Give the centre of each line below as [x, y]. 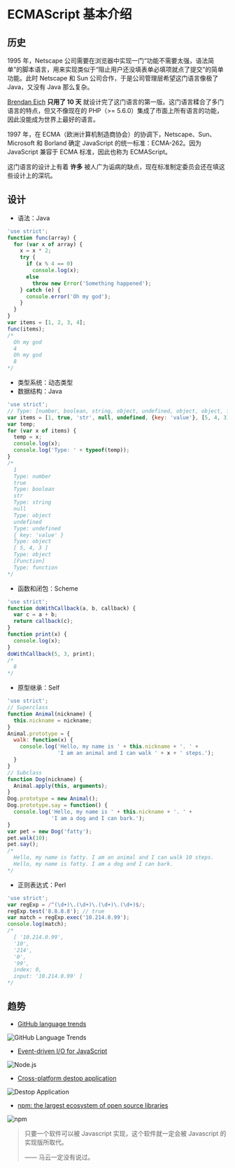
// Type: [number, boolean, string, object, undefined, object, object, [115, 411]
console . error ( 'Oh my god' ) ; [68, 296]
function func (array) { [42, 238]
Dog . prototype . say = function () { [58, 805]
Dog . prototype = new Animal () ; [53, 799]
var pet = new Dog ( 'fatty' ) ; [50, 831]
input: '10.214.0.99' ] [48, 976]
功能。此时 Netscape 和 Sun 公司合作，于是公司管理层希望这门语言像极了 [113, 78]
